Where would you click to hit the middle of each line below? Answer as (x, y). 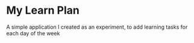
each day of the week (33, 33)
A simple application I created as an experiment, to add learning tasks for (97, 27)
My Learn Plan (43, 10)
